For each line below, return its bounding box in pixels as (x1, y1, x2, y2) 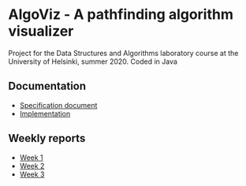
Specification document (19, 100, 98, 110)
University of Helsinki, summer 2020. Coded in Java (8, 57, 177, 66)
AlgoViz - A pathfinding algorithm (8, 6, 234, 24)
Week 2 (19, 161, 45, 170)
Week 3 (19, 169, 45, 179)
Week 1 (19, 152, 43, 162)
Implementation (19, 109, 71, 118)
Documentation (8, 80, 87, 93)
